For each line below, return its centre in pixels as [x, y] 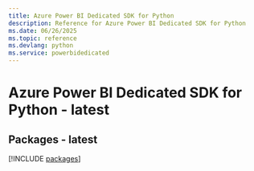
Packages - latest [53, 139]
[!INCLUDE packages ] [45, 159]
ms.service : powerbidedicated [59, 53]
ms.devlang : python [41, 46]
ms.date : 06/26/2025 [43, 31]
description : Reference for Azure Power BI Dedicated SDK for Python [127, 23]
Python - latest [59, 110]
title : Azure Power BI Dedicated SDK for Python [91, 16]
